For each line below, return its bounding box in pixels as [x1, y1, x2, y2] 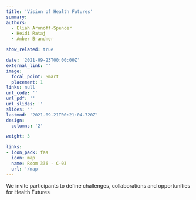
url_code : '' [6, 90, 38, 96]
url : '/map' [11, 166, 41, 172]
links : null [6, 85, 35, 91]
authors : [6, 19, 28, 25]
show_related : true [6, 46, 54, 53]
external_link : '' [6, 62, 51, 68]
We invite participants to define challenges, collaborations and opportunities [6, 182, 191, 189]
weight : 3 [6, 134, 31, 139]
